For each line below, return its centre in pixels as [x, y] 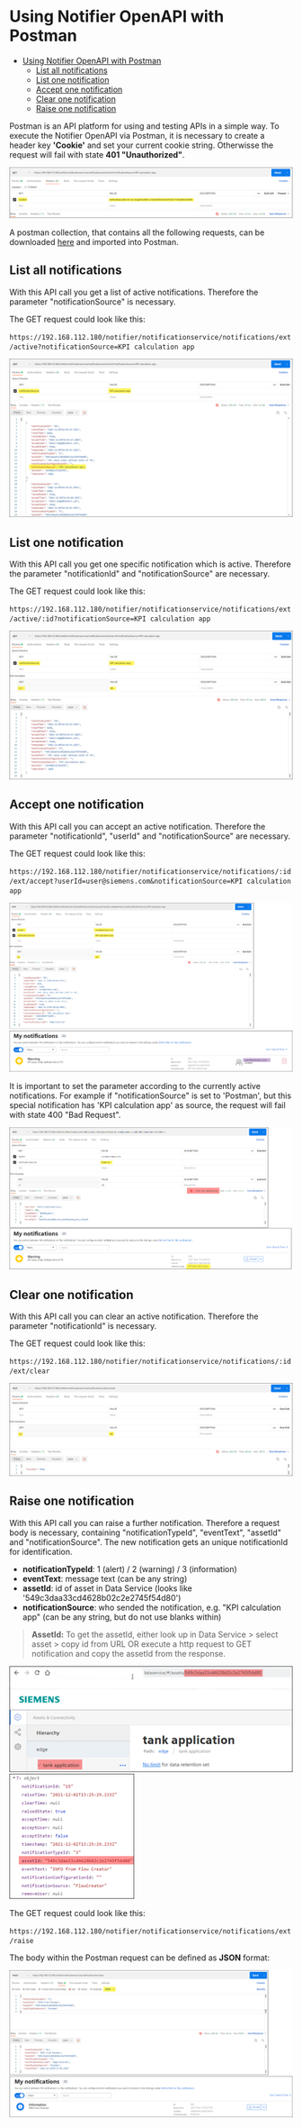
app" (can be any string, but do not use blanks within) [122, 1617]
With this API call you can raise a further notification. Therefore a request [145, 1523]
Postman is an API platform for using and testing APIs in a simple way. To [145, 126]
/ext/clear [30, 1371]
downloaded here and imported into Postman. [94, 242]
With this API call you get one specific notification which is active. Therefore [151, 564]
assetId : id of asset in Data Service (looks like [107, 1588]
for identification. [41, 1551]
